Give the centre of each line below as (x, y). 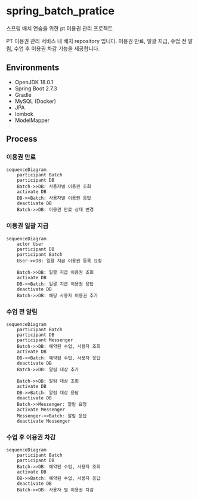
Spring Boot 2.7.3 (36, 88)
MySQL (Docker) (35, 101)
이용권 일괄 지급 (27, 226)
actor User (30, 244)
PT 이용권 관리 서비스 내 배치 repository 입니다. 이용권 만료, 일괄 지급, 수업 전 (96, 41)
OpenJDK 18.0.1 (34, 82)
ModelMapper (32, 120)
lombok (24, 114)
